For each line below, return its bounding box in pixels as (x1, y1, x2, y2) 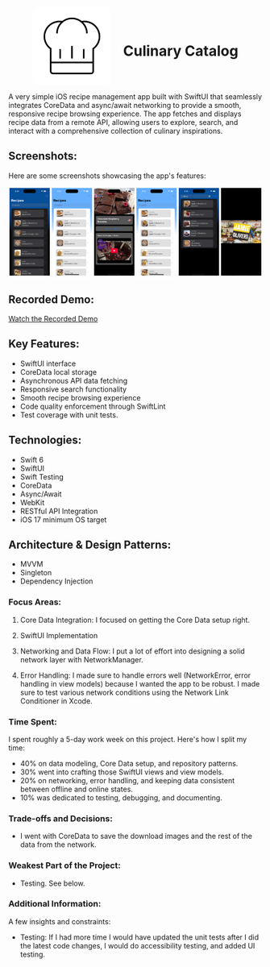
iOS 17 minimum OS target (19, 514, 107, 525)
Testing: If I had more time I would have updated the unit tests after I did (19, 932, 260, 942)
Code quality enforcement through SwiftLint (19, 401, 166, 411)
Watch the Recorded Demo (8, 313, 98, 323)
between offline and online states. (19, 784, 133, 794)
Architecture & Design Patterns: (8, 537, 172, 551)
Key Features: (8, 337, 80, 351)
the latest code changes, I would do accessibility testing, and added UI (19, 940, 255, 950)
